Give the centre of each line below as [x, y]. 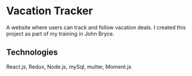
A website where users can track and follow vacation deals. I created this [96, 27]
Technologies [32, 53]
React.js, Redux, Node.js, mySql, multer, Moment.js [69, 66]
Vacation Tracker [50, 11]
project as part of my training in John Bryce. [60, 33]
